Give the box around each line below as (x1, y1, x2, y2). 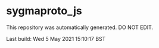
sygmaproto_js (6, 4, 82, 18)
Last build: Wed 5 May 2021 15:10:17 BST (6, 35, 106, 42)
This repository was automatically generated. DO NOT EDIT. (6, 24, 154, 31)
